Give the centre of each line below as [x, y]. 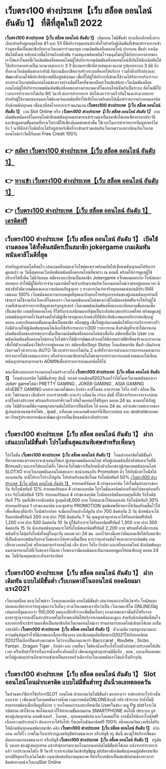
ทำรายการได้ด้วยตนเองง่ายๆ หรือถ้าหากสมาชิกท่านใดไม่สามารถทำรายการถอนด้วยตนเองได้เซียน [81, 356]
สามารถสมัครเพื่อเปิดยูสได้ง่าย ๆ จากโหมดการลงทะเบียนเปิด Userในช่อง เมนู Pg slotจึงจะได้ [81, 705]
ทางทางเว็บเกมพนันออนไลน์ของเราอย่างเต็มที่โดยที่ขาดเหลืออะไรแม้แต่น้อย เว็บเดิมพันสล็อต [79, 82]
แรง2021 [17, 589]
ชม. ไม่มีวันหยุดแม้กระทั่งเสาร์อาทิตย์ [34, 555]
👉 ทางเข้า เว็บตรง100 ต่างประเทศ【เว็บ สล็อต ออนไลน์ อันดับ [82, 181]
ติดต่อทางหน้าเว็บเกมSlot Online [33, 762]
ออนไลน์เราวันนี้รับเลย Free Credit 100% [41, 134]
